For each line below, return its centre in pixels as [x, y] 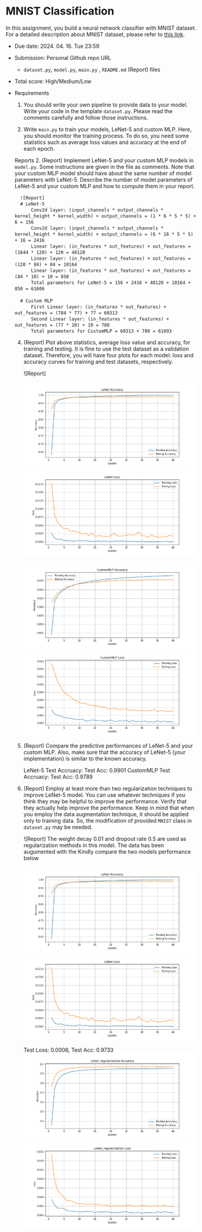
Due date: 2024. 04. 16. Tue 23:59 [57, 46]
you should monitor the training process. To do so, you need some [106, 136]
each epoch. [39, 148]
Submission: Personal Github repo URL [63, 58]
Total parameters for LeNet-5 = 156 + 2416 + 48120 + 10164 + [111, 283]
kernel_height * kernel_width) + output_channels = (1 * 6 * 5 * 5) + [105, 216]
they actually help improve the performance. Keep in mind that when [109, 808]
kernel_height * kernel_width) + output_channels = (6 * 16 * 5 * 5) [104, 234]
